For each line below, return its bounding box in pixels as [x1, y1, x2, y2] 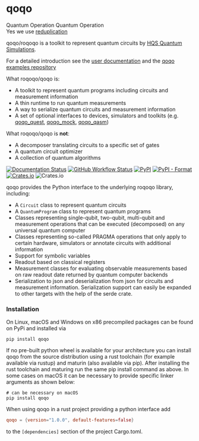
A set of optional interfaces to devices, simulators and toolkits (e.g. [14, 112, 179, 119]
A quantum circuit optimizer [14, 148, 83, 155]
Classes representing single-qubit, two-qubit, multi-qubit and [14, 214, 165, 221]
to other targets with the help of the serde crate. [14, 290, 132, 297]
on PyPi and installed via [6, 325, 67, 332]
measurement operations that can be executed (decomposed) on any [14, 220, 185, 228]
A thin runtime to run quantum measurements [14, 99, 127, 106]
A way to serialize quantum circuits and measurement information [14, 105, 176, 113]
